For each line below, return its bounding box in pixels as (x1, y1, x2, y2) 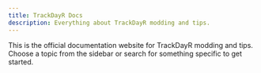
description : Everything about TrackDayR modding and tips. (8, 19, 211, 27)
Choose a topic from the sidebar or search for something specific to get (8, 49, 243, 58)
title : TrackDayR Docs (8, 11, 83, 20)
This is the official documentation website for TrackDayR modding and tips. (8, 40, 253, 49)
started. (8, 57, 34, 67)
